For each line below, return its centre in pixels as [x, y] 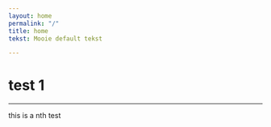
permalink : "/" [34, 23]
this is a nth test [35, 116]
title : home [28, 31]
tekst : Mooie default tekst [56, 38]
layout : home [30, 16]
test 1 [27, 85]
